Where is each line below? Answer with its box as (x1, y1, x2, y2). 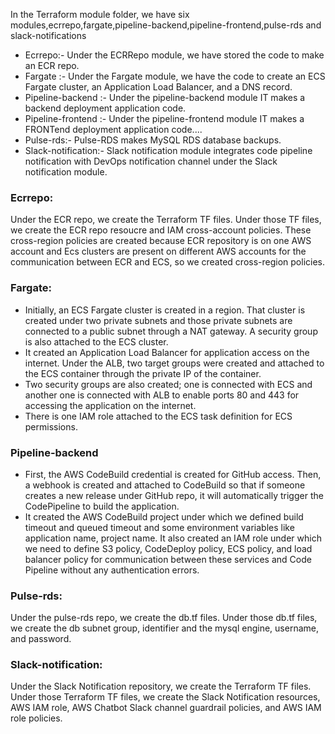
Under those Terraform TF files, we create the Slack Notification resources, (10, 691, 321, 703)
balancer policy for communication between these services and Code (24, 553, 312, 565)
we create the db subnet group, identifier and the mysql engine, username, (10, 622, 319, 634)
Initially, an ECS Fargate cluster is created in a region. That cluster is (24, 304, 306, 316)
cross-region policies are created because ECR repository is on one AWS (10, 235, 312, 247)
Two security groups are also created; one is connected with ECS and (24, 378, 313, 390)
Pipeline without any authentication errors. (24, 564, 200, 576)
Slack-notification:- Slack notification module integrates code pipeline (24, 145, 313, 156)
